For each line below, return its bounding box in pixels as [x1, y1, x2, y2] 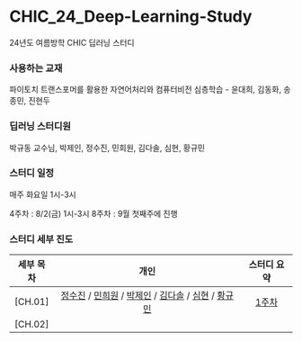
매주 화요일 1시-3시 [9, 189, 76, 200]
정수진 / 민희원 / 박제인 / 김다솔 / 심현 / [60, 290, 216, 302]
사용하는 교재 [9, 61, 63, 74]
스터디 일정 [9, 166, 55, 179]
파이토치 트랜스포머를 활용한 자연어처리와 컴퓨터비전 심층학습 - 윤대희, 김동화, [9, 84, 281, 95]
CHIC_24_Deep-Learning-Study [9, 6, 253, 27]
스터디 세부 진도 [9, 232, 74, 245]
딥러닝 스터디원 [9, 120, 72, 132]
